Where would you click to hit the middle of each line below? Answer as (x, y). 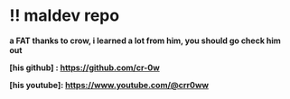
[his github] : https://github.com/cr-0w (84, 67)
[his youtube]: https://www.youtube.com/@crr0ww (109, 85)
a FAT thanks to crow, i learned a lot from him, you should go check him (145, 40)
